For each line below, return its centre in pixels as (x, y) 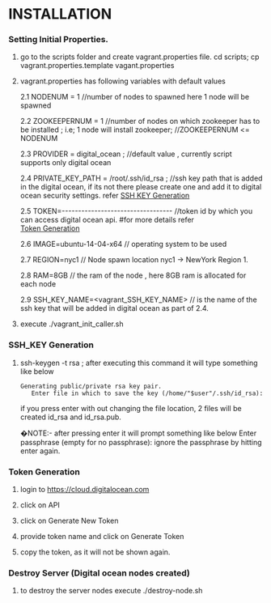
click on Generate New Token (69, 521)
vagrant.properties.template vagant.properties (97, 66)
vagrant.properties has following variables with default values (123, 81)
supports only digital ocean (66, 163)
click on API (40, 505)
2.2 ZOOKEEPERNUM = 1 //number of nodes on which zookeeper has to (140, 121)
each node (38, 284)
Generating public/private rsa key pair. (91, 386)
